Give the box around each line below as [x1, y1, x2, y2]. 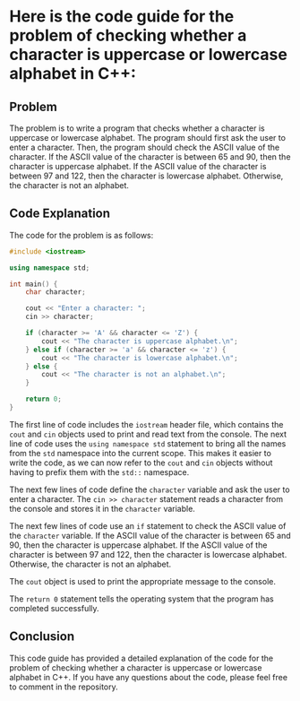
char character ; [25, 288, 87, 297]
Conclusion [9, 629, 75, 645]
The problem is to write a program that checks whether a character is [9, 123, 266, 134]
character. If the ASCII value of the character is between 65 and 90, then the [9, 151, 291, 162]
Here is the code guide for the [9, 6, 235, 27]
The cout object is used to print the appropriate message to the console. [9, 576, 276, 586]
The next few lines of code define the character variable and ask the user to [9, 484, 290, 495]
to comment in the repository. [9, 681, 118, 692]
